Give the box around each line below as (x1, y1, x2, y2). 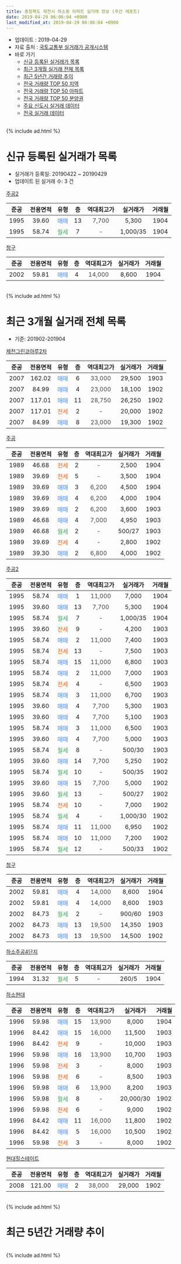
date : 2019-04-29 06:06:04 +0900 (6, 14, 88, 20)
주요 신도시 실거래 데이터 (23, 102, 80, 109)
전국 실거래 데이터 (23, 110, 64, 117)
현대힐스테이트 (6, 1155, 40, 1162)
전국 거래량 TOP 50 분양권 (23, 95, 83, 102)
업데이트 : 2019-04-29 (14, 36, 67, 43)
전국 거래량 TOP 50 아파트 (23, 87, 83, 94)
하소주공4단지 (6, 948, 38, 955)
